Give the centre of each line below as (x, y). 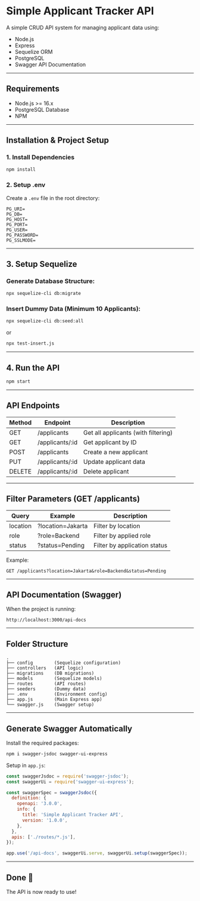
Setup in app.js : (26, 765)
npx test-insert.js (30, 344)
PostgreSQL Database (42, 109)
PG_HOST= (17, 219)
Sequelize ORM (34, 51)
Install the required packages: (43, 743)
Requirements (33, 89)
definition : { (29, 798)
